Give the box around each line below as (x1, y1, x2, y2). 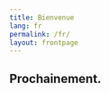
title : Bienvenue (9, 13, 75, 22)
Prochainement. (9, 71, 102, 86)
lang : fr (9, 21, 42, 30)
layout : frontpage (9, 38, 78, 47)
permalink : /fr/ (9, 29, 70, 38)
